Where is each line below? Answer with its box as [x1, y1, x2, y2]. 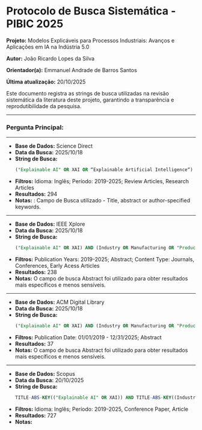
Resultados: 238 [14, 268, 57, 276]
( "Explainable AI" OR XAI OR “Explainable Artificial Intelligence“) [14, 167, 194, 173]
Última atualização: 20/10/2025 [6, 78, 86, 85]
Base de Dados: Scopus [14, 370, 75, 377]
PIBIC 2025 [6, 17, 64, 31]
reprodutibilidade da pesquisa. [6, 102, 82, 109]
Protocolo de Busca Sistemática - [6, 4, 176, 18]
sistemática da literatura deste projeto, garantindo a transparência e [6, 96, 174, 103]
